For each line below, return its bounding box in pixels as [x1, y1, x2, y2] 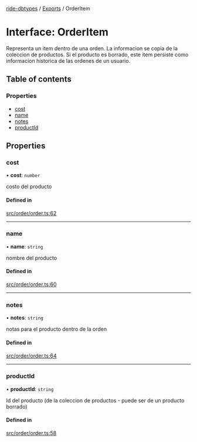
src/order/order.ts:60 [6, 281, 57, 288]
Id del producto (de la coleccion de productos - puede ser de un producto [6, 397, 185, 404]
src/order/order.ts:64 [6, 352, 57, 359]
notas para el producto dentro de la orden [6, 325, 107, 333]
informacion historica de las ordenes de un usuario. [6, 57, 131, 64]
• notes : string [6, 314, 44, 321]
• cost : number [6, 172, 40, 179]
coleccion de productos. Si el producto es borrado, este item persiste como [6, 51, 189, 58]
